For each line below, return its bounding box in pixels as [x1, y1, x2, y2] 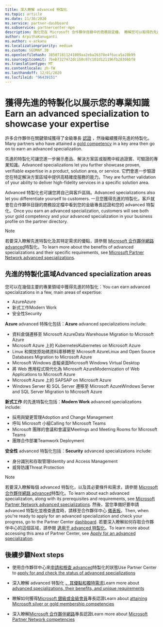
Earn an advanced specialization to [5, 108, 149, 119]
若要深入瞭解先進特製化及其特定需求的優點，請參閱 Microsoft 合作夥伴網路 [5, 238, 154, 244]
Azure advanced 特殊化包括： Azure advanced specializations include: [5, 321, 147, 326]
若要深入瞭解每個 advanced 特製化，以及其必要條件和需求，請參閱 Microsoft [5, 484, 158, 490]
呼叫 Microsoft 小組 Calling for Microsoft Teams [12, 420, 106, 426]
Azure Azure [12, 299, 36, 305]
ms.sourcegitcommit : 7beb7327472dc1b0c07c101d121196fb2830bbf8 [5, 57, 136, 62]
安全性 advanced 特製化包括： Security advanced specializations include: [5, 448, 152, 454]
